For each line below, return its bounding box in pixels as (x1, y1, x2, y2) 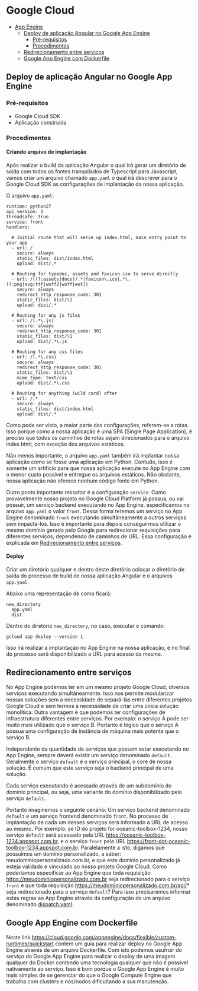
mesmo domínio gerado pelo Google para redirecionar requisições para (6, 526, 180, 533)
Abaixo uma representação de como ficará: (6, 590, 112, 597)
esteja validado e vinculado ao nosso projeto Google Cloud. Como (6, 863, 167, 870)
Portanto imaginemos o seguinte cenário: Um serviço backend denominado (6, 806, 190, 813)
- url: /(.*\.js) (11, 317, 54, 323)
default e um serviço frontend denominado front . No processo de (6, 812, 168, 820)
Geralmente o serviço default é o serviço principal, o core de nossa (6, 758, 172, 765)
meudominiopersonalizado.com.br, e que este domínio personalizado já (6, 856, 180, 863)
